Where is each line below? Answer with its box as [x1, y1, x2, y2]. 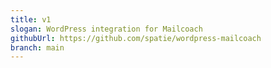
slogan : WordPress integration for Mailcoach [10, 24, 203, 34]
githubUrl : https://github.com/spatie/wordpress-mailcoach [10, 33, 262, 43]
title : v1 [10, 14, 52, 25]
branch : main [10, 42, 65, 53]
